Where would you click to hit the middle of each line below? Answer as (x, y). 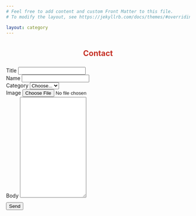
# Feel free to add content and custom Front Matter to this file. (90, 11)
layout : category (27, 27)
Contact (98, 53)
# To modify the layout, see (41, 17)
